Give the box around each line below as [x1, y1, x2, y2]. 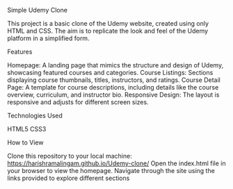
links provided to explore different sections [7, 174, 130, 182]
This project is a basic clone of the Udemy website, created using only [7, 19, 209, 27]
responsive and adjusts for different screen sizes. [7, 98, 149, 106]
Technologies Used [7, 111, 63, 120]
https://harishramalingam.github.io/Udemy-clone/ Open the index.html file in [7, 159, 226, 167]
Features [7, 48, 33, 56]
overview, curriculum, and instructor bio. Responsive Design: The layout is [7, 90, 220, 99]
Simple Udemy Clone [7, 6, 68, 14]
